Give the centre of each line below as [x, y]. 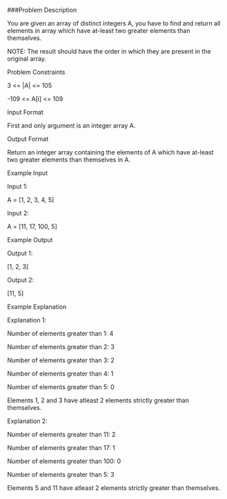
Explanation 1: [27, 320]
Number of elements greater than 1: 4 [60, 333]
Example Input [28, 173]
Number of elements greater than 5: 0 [61, 387]
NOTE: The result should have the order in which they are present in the [109, 51]
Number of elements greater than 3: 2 [61, 360]
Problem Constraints [36, 72]
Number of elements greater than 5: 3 [61, 474]
